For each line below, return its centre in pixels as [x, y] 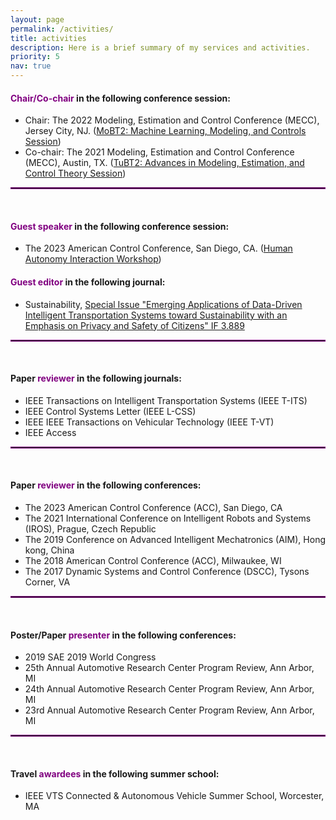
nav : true [31, 66]
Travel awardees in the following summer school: [115, 773]
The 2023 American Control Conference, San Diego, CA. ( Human [158, 248]
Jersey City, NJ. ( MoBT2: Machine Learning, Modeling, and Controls [165, 131]
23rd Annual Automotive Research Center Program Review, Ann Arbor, [169, 710]
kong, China [49, 550]
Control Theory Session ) [75, 173]
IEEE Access [50, 432]
